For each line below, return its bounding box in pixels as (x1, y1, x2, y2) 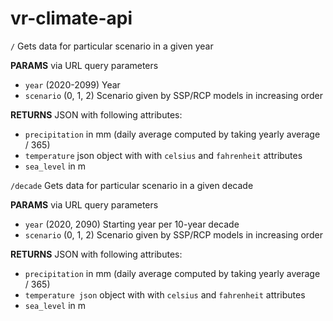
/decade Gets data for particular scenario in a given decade (10, 179, 254, 191)
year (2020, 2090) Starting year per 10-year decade (24, 218, 240, 230)
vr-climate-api (10, 7, 133, 30)
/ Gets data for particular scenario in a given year (10, 40, 214, 52)
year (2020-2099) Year (24, 78, 121, 91)
